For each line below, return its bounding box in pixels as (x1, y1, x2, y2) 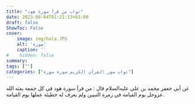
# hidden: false (6, 52, 55, 58)
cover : (6, 31, 23, 36)
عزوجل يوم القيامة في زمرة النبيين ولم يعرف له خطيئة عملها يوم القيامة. (6, 91, 165, 98)
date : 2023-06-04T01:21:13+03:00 (6, 14, 89, 20)
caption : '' (17, 47, 46, 53)
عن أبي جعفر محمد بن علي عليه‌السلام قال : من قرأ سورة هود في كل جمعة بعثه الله (6, 85, 190, 92)
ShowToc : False (6, 25, 44, 31)
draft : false (6, 19, 39, 25)
